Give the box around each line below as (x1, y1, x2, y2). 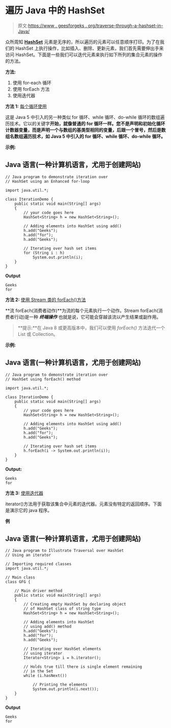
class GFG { (5, 579, 31, 585)
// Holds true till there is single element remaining (23, 664, 142, 669)
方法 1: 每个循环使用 (5, 103, 47, 109)
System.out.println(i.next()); (32, 687, 99, 692)
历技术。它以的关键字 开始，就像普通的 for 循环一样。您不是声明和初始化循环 (5, 120, 165, 127)
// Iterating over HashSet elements (23, 646, 101, 651)
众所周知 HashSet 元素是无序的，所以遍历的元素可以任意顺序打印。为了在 (5, 39, 160, 45)
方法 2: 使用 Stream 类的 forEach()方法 (5, 297, 87, 303)
